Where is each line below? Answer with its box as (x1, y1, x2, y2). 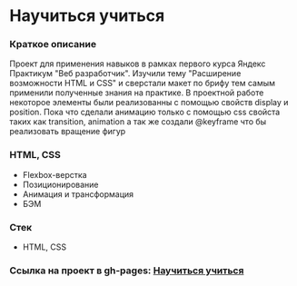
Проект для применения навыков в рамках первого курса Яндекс (9, 58, 266, 69)
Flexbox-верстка (22, 169, 88, 180)
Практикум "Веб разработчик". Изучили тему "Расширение (9, 68, 242, 79)
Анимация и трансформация (22, 188, 134, 200)
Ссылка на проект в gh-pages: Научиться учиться (9, 264, 244, 277)
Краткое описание (9, 38, 97, 51)
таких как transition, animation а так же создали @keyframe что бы (9, 116, 267, 127)
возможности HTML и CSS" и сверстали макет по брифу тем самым (9, 78, 275, 89)
